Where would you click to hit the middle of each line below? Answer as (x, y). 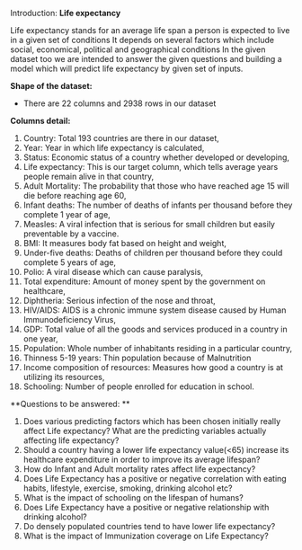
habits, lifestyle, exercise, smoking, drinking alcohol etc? (128, 488)
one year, (40, 339)
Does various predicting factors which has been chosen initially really (152, 421)
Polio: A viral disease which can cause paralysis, (113, 272)
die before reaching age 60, (75, 195)
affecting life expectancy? (71, 440)
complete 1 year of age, (67, 214)
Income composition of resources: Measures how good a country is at (153, 367)
